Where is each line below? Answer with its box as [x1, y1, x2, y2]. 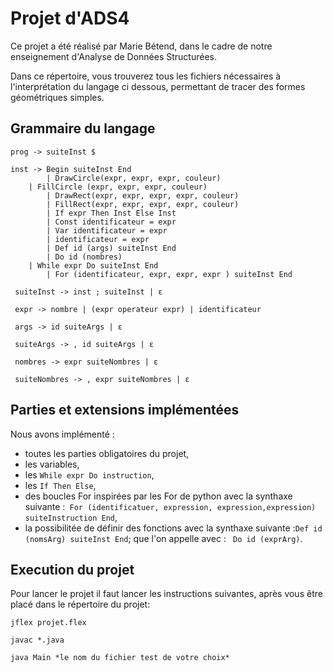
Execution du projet [10, 561, 135, 578]
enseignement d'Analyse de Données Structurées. [10, 50, 217, 62]
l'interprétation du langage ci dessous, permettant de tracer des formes [10, 80, 306, 92]
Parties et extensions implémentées [10, 402, 240, 419]
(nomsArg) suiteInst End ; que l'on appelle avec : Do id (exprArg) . [24, 532, 303, 544]
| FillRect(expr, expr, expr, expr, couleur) [46, 199, 240, 209]
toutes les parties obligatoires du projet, [24, 447, 190, 459]
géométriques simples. [10, 91, 105, 103]
